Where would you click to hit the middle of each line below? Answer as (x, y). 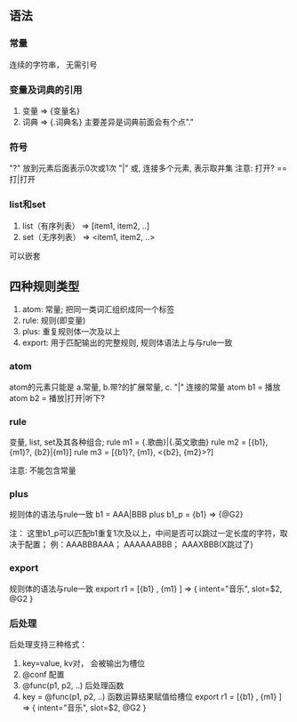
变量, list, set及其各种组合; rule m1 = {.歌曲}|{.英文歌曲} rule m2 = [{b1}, (139, 442)
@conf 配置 (43, 674)
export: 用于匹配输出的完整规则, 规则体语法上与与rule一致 (127, 343)
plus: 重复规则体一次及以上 (71, 332)
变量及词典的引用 (46, 90)
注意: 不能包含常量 (43, 470)
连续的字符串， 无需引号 (53, 64)
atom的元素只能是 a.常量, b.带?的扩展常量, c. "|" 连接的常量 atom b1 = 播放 (145, 387)
